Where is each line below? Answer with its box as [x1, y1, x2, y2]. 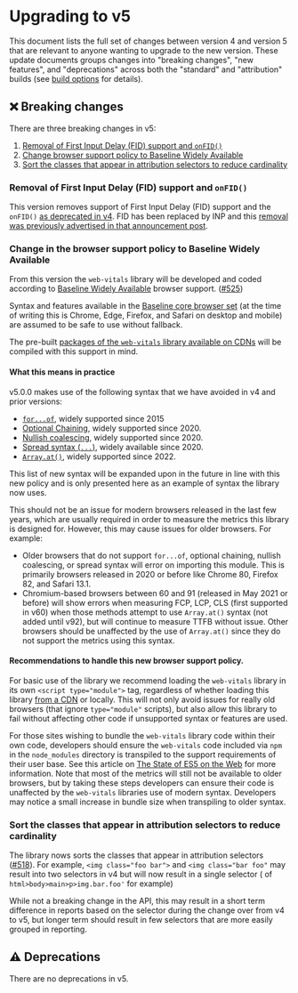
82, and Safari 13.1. [21, 578, 92, 589]
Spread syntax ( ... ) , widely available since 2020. [21, 441, 204, 452]
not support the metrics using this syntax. [21, 634, 175, 646]
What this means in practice [9, 367, 116, 377]
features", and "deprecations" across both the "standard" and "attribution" [9, 64, 283, 75]
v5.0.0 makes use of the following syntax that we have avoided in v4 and [9, 386, 276, 397]
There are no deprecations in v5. [9, 973, 129, 984]
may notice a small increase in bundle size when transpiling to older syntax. [9, 796, 286, 807]
